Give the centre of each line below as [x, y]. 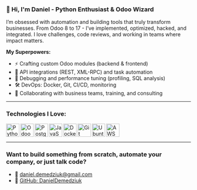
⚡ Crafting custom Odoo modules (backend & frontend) [81, 64]
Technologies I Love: [36, 114]
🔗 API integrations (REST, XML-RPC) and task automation [84, 72]
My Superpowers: [28, 52]
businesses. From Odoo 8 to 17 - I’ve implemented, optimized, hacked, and [96, 28]
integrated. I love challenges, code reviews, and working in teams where [93, 34]
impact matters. [25, 41]
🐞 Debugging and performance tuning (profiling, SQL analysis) [90, 78]
